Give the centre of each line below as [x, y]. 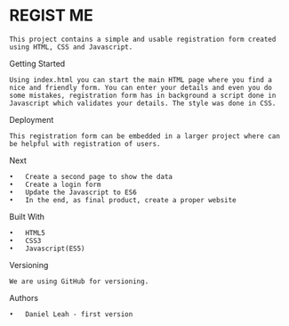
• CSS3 [25, 240]
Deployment [32, 119]
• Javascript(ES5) [48, 249]
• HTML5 [28, 232]
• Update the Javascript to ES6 [73, 192]
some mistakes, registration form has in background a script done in [143, 95]
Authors [24, 297]
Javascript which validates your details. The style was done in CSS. [143, 103]
